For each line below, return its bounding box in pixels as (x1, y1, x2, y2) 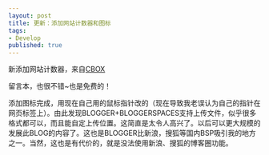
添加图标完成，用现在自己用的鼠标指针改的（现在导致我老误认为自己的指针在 (8, 98, 261, 108)
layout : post (8, 11, 52, 20)
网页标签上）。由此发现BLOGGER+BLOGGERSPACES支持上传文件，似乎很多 (8, 109, 257, 118)
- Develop (8, 34, 42, 42)
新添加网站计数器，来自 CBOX (8, 65, 106, 74)
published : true (8, 42, 62, 50)
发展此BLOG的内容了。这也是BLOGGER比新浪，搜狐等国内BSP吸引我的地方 (8, 129, 256, 138)
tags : (8, 26, 26, 34)
